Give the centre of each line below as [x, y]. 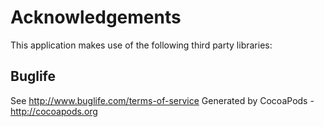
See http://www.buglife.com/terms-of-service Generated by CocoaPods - [162, 100]
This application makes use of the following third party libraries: [141, 45]
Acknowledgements [96, 17]
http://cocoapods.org [54, 111]
